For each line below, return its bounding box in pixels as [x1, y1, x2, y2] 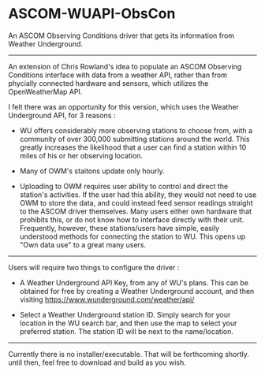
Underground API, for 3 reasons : [8, 110, 116, 120]
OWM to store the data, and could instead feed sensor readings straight [19, 198, 253, 207]
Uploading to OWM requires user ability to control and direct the [19, 181, 229, 191]
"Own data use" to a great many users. [19, 239, 147, 249]
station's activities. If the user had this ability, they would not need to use [19, 190, 257, 199]
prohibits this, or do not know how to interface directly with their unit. [19, 214, 244, 225]
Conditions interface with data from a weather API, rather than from [8, 70, 227, 80]
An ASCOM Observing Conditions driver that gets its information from [8, 31, 235, 40]
